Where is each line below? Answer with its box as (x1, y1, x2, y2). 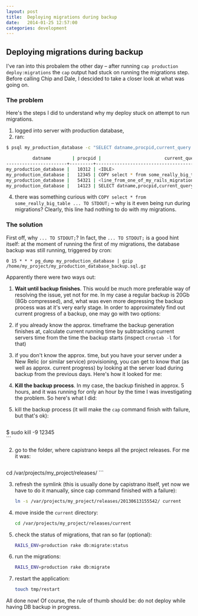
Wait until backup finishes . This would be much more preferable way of (14, 285, 190, 292)
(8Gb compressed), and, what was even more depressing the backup (14, 297, 184, 304)
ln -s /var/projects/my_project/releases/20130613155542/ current (14, 498, 181, 504)
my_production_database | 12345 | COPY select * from (6, 172, 146, 177)
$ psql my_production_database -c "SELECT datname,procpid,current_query (6, 145, 192, 151)
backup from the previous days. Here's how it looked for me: (14, 370, 162, 377)
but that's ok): (14, 412, 49, 419)
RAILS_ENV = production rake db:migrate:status (14, 542, 128, 548)
